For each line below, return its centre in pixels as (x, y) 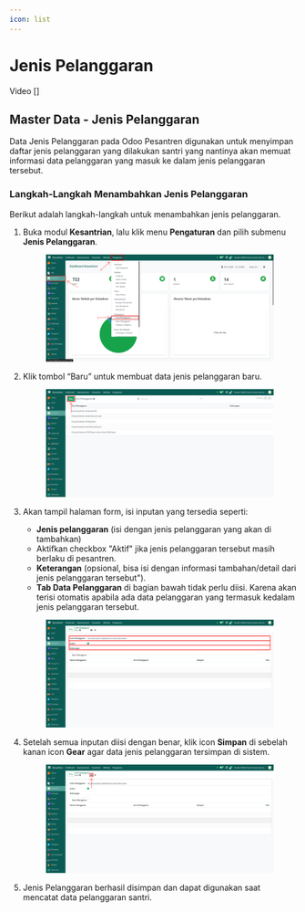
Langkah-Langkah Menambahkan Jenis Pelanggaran (129, 194)
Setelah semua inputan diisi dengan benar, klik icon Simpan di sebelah (155, 742)
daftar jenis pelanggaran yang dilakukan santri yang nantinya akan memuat (150, 152)
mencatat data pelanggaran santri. (87, 897)
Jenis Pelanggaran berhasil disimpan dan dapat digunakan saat (142, 887)
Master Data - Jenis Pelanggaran (105, 119)
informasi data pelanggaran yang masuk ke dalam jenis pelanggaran (137, 161)
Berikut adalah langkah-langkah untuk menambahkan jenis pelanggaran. (145, 214)
